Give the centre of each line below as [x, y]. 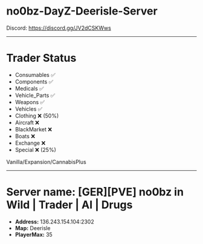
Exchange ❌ [30, 143]
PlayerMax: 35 [34, 234]
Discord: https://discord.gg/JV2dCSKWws [59, 28]
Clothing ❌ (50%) [37, 116]
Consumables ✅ [35, 74]
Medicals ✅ [29, 88]
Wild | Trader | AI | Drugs [69, 205]
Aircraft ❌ [27, 122]
